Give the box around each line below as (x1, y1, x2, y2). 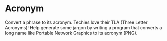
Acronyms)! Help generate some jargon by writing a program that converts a (5, 24, 162, 30)
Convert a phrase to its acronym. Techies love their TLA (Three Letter (5, 19, 148, 25)
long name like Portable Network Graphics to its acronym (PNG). (5, 30, 138, 36)
